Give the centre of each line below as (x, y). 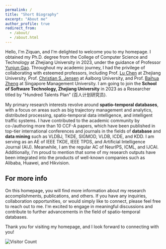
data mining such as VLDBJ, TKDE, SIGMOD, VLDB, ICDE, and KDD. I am (80, 136)
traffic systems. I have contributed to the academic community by (73, 121)
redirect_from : (21, 28)
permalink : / (19, 10)
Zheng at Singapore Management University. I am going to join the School (81, 83)
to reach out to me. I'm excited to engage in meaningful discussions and (79, 206)
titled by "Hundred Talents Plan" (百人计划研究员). (56, 95)
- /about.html (24, 38)
